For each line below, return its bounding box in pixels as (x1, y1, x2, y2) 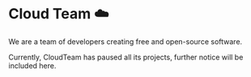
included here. (8, 60, 57, 71)
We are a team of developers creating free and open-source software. (8, 36, 243, 47)
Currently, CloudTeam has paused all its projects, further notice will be (8, 52, 244, 62)
